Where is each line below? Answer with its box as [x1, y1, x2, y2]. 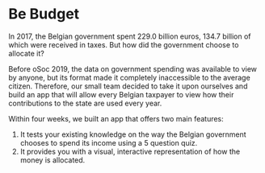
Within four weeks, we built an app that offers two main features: [8, 113, 224, 123]
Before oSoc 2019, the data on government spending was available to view [8, 64, 257, 73]
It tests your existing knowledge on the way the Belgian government [19, 130, 246, 139]
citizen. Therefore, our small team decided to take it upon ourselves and [8, 81, 248, 91]
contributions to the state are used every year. [8, 98, 162, 108]
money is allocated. [19, 154, 86, 165]
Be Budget [8, 5, 80, 23]
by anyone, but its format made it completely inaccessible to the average [8, 72, 250, 82]
